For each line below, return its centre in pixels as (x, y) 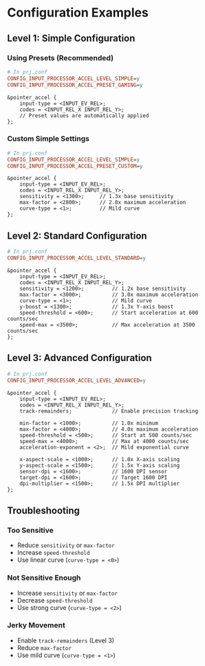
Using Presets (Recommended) (61, 58)
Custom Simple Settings (48, 139)
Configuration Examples (78, 13)
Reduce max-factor (44, 647)
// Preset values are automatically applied (84, 115)
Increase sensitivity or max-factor (67, 593)
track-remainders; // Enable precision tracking (109, 411)
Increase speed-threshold (53, 553)
